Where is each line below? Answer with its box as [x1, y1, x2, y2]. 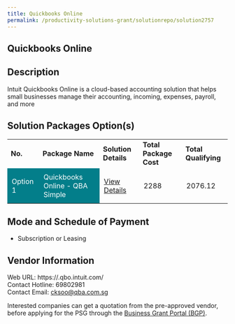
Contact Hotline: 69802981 [7, 281, 85, 289]
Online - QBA [43, 181, 88, 191]
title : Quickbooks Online [7, 10, 83, 17]
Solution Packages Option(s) [7, 120, 135, 132]
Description [7, 66, 59, 78]
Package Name [42, 148, 94, 158]
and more [7, 99, 35, 108]
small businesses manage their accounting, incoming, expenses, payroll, [7, 92, 217, 101]
